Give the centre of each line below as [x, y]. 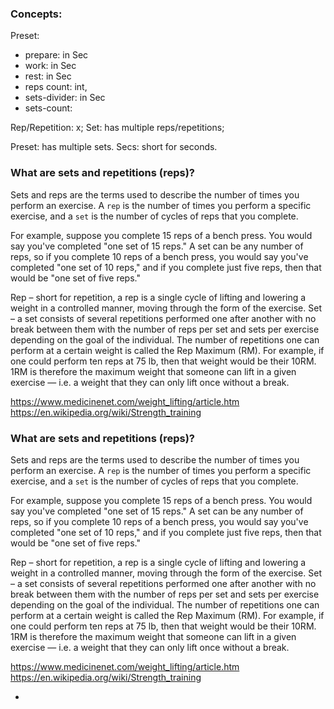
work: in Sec [50, 66]
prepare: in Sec [56, 55]
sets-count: [48, 108]
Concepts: [36, 14]
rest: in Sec [48, 76]
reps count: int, [56, 87]
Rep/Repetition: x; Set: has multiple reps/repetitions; [117, 128]
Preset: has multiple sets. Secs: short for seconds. [114, 147]
